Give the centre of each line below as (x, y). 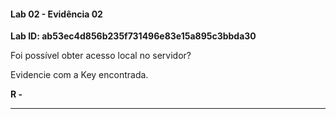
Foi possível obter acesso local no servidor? (101, 56)
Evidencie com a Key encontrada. (79, 75)
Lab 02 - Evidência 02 (56, 14)
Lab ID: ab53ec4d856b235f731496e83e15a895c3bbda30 (133, 36)
